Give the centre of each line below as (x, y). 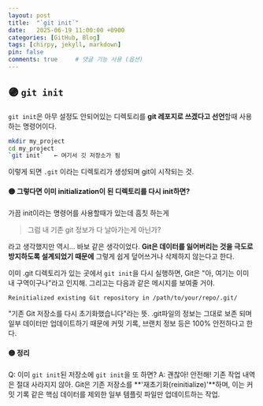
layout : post (30, 15)
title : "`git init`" (44, 23)
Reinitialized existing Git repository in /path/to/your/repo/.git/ (123, 298)
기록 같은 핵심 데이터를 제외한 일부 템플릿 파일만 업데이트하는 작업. (118, 394)
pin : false (26, 52)
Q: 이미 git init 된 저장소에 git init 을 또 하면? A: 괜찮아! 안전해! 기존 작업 (125, 374)
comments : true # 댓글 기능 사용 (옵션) (76, 60)
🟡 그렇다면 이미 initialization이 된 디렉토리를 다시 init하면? (99, 191)
